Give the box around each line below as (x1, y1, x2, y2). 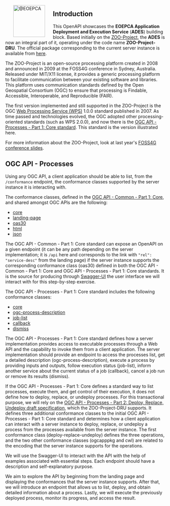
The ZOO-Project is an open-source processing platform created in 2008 (5, 60, 158, 66)
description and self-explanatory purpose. (5, 463, 94, 469)
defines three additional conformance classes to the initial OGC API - (5, 410, 149, 416)
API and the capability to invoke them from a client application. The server (5, 346, 160, 352)
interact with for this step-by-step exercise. (5, 278, 96, 285)
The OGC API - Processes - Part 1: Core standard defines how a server (5, 335, 153, 341)
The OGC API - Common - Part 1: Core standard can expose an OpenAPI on (5, 241, 163, 247)
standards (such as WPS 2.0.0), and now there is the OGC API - (23, 119, 157, 125)
